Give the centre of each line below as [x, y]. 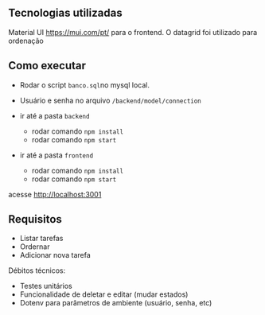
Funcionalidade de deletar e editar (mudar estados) [104, 294]
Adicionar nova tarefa [55, 255]
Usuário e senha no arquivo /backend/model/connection [110, 100]
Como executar [47, 66]
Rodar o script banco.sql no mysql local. [84, 85]
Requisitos [35, 219]
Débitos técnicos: [37, 270]
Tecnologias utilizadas [65, 13]
